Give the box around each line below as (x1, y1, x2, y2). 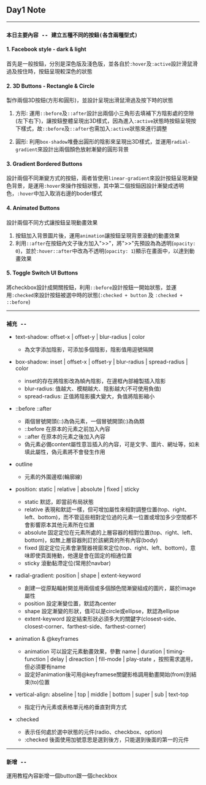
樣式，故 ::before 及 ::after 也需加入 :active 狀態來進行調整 (20, 125, 167, 133)
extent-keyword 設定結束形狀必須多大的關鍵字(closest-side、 (24, 615, 180, 622)
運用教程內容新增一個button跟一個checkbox (6, 772, 118, 779)
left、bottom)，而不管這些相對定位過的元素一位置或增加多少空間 (24, 514, 187, 521)
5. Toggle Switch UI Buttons (6, 269, 78, 277)
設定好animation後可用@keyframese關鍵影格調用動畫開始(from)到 (24, 671, 192, 678)
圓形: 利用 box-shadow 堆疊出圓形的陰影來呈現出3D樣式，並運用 (15, 138, 172, 145)
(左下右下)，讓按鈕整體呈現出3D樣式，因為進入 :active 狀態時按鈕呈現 (15, 117, 191, 125)
